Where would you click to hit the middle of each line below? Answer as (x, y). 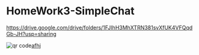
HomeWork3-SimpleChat (71, 11)
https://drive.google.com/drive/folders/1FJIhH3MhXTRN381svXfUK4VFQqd (99, 27)
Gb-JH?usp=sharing (32, 33)
